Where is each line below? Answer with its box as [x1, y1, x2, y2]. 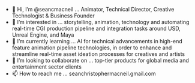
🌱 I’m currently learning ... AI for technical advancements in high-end [11, 38, 183, 45]
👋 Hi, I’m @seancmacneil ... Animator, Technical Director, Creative [11, 6, 175, 13]
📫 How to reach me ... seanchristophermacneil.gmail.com [11, 70, 156, 77]
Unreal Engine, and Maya [11, 31, 74, 38]
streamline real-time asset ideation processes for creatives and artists [11, 51, 185, 57]
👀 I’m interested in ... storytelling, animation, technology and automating [11, 19, 190, 25]
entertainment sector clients [11, 63, 82, 70]
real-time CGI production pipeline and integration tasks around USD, [11, 25, 181, 32]
